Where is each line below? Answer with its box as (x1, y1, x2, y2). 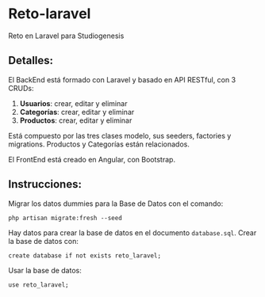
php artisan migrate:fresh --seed (8, 214, 123, 222)
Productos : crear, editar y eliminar (19, 116, 132, 125)
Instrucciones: (8, 177, 82, 191)
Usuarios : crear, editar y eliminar (19, 98, 128, 108)
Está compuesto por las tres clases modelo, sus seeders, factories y (8, 131, 232, 140)
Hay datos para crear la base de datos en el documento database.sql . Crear (8, 227, 257, 238)
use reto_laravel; (8, 280, 69, 289)
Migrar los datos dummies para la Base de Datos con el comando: (8, 199, 224, 208)
